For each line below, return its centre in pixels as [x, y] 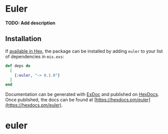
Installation [23, 39]
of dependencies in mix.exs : [35, 56]
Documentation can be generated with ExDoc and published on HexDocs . [82, 94]
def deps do [18, 66]
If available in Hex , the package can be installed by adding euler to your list [84, 51]
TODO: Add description [30, 23]
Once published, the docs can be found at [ [51, 100]
